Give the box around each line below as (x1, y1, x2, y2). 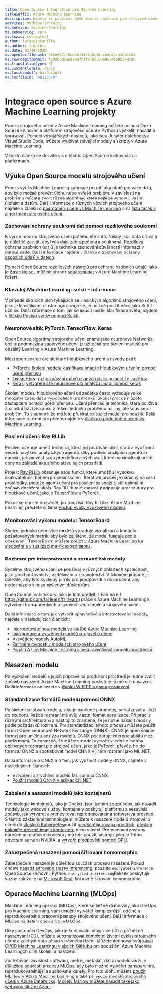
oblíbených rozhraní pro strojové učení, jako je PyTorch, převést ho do (5, 743, 145, 749)
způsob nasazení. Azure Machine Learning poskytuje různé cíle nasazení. (5, 679, 152, 685)
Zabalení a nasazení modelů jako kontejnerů (5, 790, 111, 796)
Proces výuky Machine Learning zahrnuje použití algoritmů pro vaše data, (5, 184, 153, 190)
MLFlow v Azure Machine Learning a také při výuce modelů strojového (5, 973, 147, 979)
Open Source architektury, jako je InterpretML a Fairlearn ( (5, 592, 122, 597)
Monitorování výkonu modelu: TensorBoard (5, 517, 110, 524)
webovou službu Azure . (5, 983, 52, 989)
